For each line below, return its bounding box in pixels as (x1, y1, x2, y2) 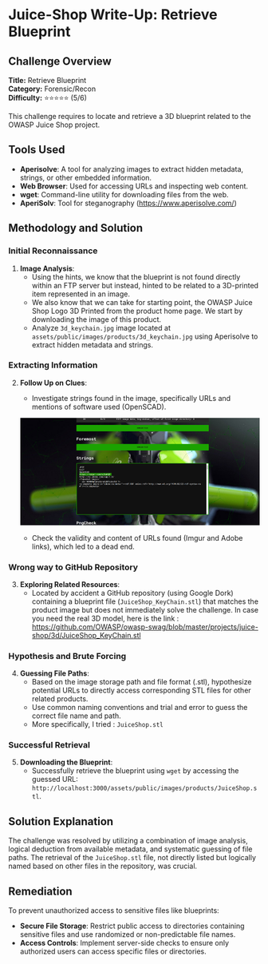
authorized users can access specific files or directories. (19, 946, 207, 956)
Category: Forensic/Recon (8, 84, 97, 93)
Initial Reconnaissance (8, 245, 98, 256)
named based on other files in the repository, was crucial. (8, 861, 198, 871)
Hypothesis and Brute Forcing (8, 650, 127, 661)
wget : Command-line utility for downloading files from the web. (19, 189, 229, 199)
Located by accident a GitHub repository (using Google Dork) (31, 588, 234, 597)
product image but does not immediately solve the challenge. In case (31, 605, 259, 614)
